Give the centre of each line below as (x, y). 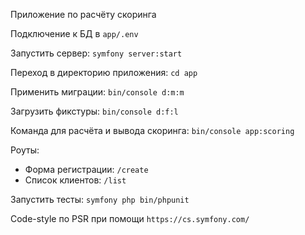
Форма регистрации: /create (86, 169)
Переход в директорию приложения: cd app (104, 72)
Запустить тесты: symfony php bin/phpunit (100, 199)
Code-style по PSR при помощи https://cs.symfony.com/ (130, 218)
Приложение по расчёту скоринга (83, 14)
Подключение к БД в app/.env (74, 33)
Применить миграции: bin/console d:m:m (97, 92)
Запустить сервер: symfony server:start (96, 53)
